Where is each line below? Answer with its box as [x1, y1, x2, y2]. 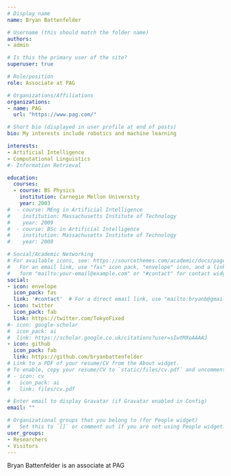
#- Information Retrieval [7, 161, 81, 169]
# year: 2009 [7, 219, 54, 226]
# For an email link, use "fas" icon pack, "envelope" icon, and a [7, 264, 211, 270]
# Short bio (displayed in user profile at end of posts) [7, 123, 177, 131]
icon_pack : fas [13, 289, 57, 297]
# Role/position [7, 73, 54, 80]
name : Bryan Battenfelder [7, 17, 81, 23]
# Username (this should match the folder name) [7, 29, 149, 36]
